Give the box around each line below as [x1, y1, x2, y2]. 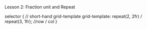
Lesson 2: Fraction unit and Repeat [4, 4, 75, 10]
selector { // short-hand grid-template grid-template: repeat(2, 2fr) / [4, 14, 142, 19]
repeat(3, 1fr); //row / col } [4, 19, 58, 24]
